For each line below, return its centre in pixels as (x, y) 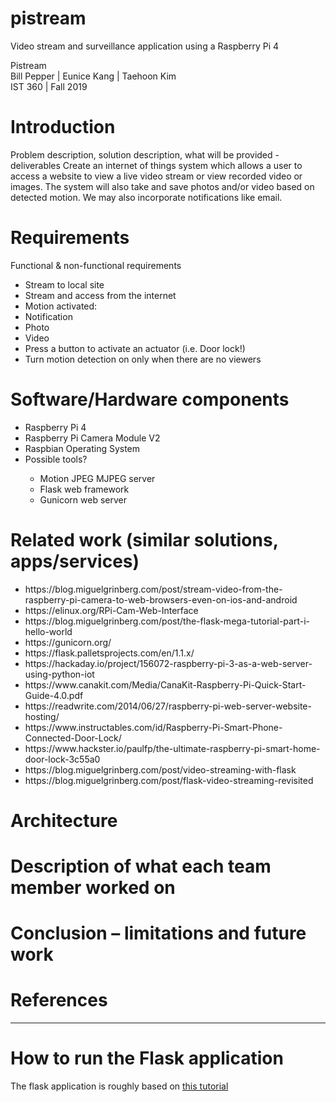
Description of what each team (141, 866)
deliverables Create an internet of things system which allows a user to (156, 165)
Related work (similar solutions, (144, 539)
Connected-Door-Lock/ (73, 738)
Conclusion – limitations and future (158, 933)
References (59, 1000)
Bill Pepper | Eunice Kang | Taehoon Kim (93, 76)
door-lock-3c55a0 (62, 759)
